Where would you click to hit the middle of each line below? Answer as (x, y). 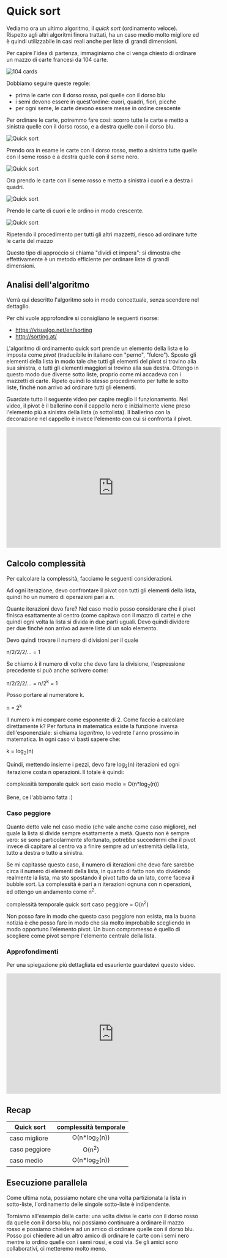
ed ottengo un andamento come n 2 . (51, 891)
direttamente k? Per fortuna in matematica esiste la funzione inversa (92, 726)
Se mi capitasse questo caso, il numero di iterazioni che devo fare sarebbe (100, 865)
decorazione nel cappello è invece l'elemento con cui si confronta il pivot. (99, 419)
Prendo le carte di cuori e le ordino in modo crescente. (75, 210)
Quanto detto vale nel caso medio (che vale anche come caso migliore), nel (102, 827)
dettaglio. (18, 306)
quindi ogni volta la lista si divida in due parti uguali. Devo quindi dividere (98, 622)
